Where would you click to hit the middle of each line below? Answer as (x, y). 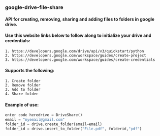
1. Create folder (23, 81)
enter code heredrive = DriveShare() (44, 115)
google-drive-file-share (34, 7)
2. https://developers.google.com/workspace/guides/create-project (76, 55)
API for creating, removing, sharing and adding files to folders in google (80, 19)
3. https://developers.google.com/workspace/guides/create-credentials (80, 60)
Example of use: (22, 105)
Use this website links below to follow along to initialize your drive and (78, 35)
